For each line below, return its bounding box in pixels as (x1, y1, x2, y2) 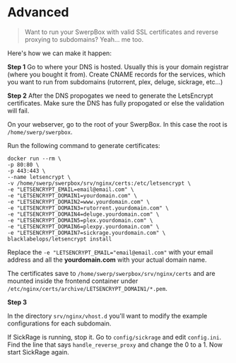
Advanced (7, 4, 69, 21)
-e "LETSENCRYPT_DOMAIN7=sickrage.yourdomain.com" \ (7, 229, 166, 236)
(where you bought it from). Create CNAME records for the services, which (7, 70, 226, 79)
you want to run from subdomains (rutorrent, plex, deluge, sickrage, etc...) (7, 77, 223, 86)
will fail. (7, 106, 30, 115)
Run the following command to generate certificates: (7, 141, 160, 149)
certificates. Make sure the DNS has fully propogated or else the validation (7, 98, 225, 107)
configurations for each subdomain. (7, 319, 112, 328)
